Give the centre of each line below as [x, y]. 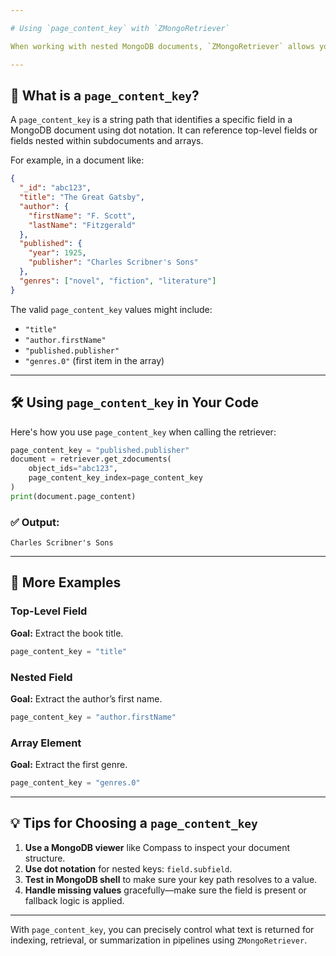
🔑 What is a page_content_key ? [105, 95]
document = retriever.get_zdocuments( [91, 459]
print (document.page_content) [73, 496]
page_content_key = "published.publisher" [100, 450]
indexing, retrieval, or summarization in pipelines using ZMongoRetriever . [159, 940]
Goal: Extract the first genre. [69, 765]
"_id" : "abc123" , [55, 188]
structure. [45, 858]
